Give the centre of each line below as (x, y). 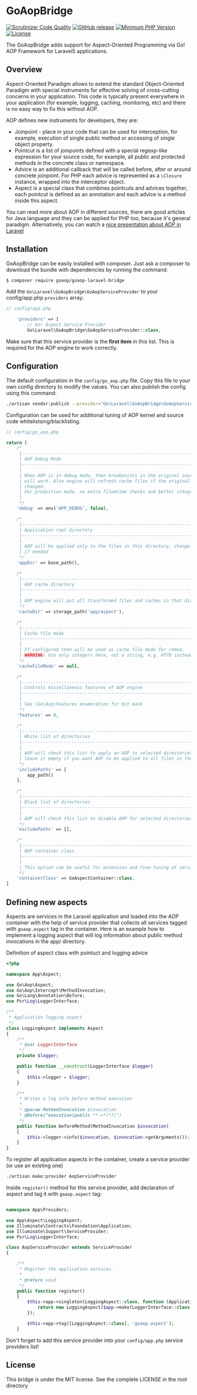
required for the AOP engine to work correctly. (62, 347)
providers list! (23, 1346)
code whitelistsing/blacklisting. (43, 421)
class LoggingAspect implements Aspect (55, 1028)
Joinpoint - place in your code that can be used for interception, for (96, 131)
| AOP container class (47, 851)
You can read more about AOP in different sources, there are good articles (96, 212)
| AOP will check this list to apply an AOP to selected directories (106, 753)
